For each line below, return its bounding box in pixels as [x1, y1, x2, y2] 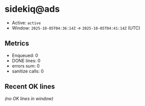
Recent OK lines [4, 82, 55, 91]
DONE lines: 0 [11, 58, 41, 64]
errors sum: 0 [11, 63, 40, 69]
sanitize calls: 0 [11, 68, 44, 74]
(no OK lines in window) [4, 95, 54, 102]
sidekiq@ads [4, 3, 60, 15]
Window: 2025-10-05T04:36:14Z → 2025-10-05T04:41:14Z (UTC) [11, 25, 141, 31]
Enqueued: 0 [11, 52, 38, 58]
